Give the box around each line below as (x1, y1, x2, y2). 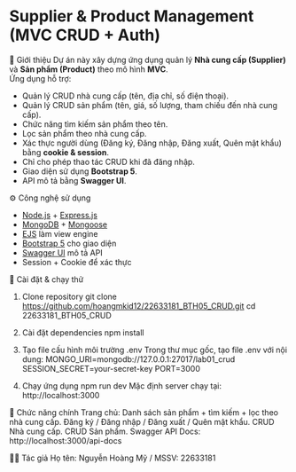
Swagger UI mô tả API (21, 247, 104, 258)
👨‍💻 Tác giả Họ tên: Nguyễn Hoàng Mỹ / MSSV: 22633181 (9, 452, 216, 463)
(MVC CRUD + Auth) (9, 25, 161, 45)
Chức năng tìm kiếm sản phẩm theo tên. (21, 118, 168, 130)
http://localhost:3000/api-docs (9, 435, 122, 445)
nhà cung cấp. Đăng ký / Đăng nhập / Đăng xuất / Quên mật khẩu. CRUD (9, 416, 275, 427)
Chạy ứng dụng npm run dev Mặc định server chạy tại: (21, 380, 222, 391)
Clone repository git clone (21, 291, 117, 302)
